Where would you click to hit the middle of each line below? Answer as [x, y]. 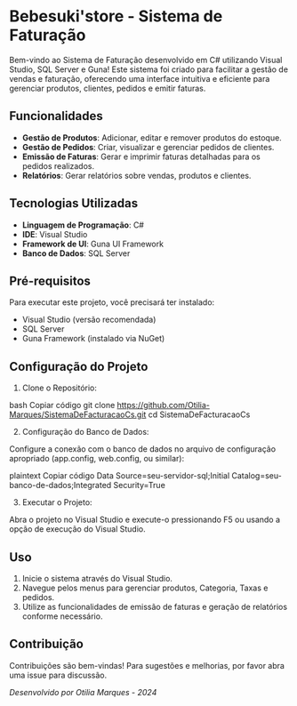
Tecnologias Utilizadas [74, 203]
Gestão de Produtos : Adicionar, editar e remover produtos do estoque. [152, 137]
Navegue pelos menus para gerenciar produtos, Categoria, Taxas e [145, 588]
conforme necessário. [62, 616]
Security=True [140, 485]
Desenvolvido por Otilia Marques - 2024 [83, 692]
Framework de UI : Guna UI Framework [93, 244]
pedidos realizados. [58, 165]
